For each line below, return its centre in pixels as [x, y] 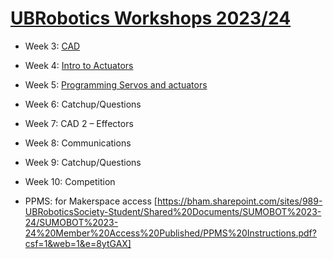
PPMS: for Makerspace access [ [91, 201]
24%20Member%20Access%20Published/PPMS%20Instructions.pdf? [170, 233]
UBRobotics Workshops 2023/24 [151, 18]
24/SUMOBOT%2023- [71, 222]
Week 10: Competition [70, 181]
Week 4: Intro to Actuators [79, 65]
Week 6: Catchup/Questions [83, 104]
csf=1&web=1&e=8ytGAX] [78, 243]
